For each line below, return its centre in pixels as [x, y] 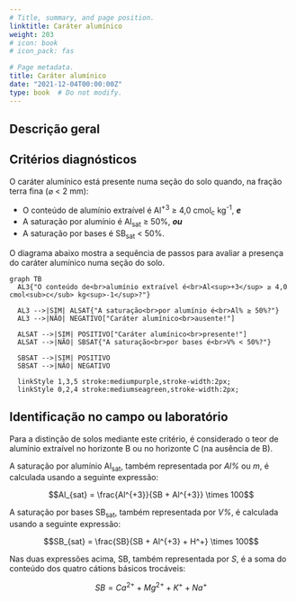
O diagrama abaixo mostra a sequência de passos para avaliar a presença [147, 252]
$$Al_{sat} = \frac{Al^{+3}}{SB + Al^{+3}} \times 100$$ [151, 495]
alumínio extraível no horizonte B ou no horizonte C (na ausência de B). [141, 448]
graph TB [26, 279]
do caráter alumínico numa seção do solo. [87, 262]
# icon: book [34, 43]
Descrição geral [55, 129]
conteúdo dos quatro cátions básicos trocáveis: [98, 569]
